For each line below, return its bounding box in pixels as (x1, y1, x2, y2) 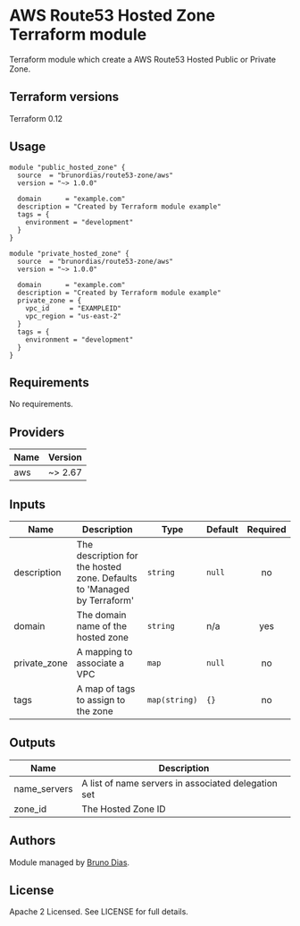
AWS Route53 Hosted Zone (9, 5, 216, 26)
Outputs (9, 735, 56, 751)
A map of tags (76, 683, 136, 694)
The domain (76, 609, 127, 621)
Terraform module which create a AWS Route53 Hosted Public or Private (9, 54, 277, 64)
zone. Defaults (76, 572, 137, 584)
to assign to (76, 694, 126, 706)
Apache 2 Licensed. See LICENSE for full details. (9, 906, 189, 917)
